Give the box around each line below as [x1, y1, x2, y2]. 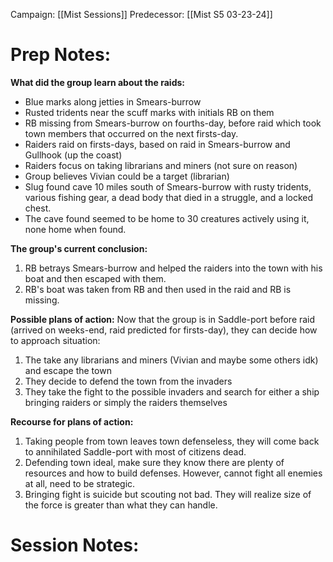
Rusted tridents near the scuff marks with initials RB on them [24, 106, 275, 118]
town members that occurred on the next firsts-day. [24, 127, 239, 139]
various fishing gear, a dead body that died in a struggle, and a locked [24, 191, 314, 203]
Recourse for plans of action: [10, 415, 134, 428]
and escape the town [24, 364, 112, 376]
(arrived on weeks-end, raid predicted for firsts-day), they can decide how [10, 324, 318, 336]
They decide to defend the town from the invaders [24, 375, 233, 387]
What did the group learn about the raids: [10, 76, 185, 88]
